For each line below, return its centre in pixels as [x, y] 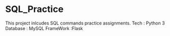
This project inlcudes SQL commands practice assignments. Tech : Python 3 [85, 23]
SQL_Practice [35, 9]
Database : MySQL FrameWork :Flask [44, 28]
